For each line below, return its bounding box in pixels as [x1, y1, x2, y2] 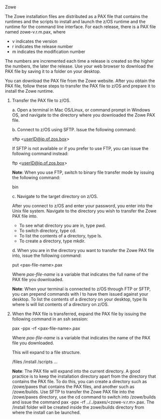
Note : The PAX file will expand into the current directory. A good [12, 369, 140, 374]
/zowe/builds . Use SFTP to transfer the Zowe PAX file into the [12, 389, 134, 395]
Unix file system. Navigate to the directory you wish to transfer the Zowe [12, 208, 157, 214]
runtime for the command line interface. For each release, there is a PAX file [5, 24, 156, 30]
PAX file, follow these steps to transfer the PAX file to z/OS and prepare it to [5, 83, 156, 89]
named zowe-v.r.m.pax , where [5, 29, 66, 34]
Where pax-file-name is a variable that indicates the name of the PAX [12, 335, 151, 340]
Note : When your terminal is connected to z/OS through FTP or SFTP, [12, 286, 151, 292]
